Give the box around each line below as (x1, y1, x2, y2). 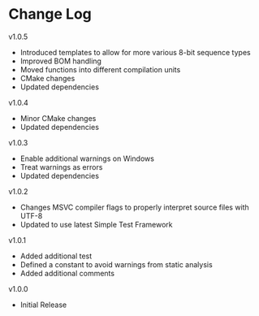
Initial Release (19, 300, 67, 310)
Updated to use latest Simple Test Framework (19, 219, 173, 229)
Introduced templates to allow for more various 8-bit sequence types (19, 47, 251, 57)
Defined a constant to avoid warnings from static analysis (19, 259, 213, 269)
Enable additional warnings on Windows (19, 154, 154, 163)
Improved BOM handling (19, 56, 101, 66)
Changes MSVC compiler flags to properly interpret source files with (19, 202, 249, 212)
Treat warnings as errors (19, 162, 103, 171)
